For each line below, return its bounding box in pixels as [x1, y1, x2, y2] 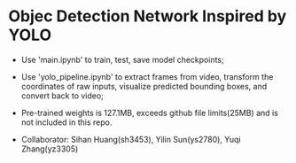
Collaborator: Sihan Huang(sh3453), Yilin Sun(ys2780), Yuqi [20, 134, 241, 144]
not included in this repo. [20, 117, 113, 128]
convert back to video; [20, 90, 104, 101]
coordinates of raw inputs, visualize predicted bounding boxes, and [20, 81, 268, 91]
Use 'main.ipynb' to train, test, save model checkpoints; [20, 54, 224, 65]
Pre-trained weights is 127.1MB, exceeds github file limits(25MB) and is [20, 107, 278, 118]
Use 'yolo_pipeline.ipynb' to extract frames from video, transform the [20, 71, 274, 81]
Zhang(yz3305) [20, 144, 79, 154]
